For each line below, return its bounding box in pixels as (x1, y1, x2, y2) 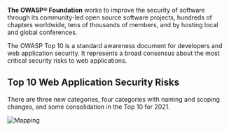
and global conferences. (7, 28, 78, 36)
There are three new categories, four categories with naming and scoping (7, 95, 221, 103)
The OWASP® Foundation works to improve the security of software (7, 6, 205, 14)
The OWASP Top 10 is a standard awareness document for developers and (7, 42, 223, 49)
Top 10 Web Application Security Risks (7, 77, 180, 88)
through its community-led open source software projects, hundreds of (7, 13, 212, 22)
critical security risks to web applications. (7, 56, 127, 65)
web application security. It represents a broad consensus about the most (7, 49, 220, 57)
